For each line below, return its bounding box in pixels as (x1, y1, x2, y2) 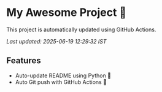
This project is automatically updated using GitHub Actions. (6, 26, 156, 33)
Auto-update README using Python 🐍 (15, 72, 112, 79)
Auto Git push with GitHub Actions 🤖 (15, 78, 107, 85)
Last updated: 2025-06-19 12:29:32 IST (6, 37, 107, 45)
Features (6, 55, 41, 66)
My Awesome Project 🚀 (6, 6, 127, 20)
